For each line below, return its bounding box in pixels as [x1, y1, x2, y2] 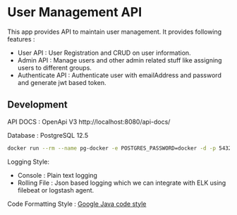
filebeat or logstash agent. [17, 185, 95, 194]
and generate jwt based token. [17, 78, 107, 86]
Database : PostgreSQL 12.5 [7, 131, 89, 139]
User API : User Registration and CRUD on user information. [17, 48, 192, 57]
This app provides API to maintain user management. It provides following [7, 27, 222, 36]
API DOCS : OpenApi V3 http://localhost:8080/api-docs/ [7, 117, 171, 126]
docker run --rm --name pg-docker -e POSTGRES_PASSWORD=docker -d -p [7, 145, 217, 152]
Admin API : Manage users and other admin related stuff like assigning [17, 56, 222, 64]
